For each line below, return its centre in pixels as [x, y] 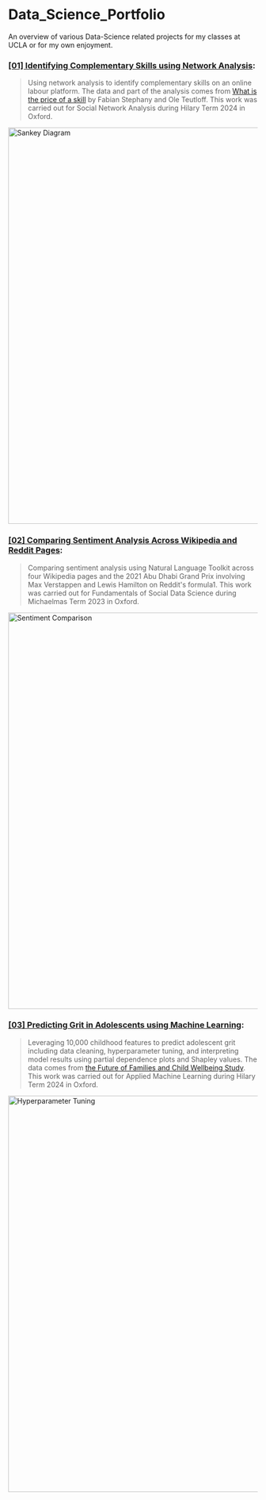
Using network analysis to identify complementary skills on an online [139, 83]
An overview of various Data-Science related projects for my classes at [124, 36]
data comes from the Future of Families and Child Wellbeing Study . [137, 1067]
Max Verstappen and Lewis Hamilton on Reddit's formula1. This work [139, 584]
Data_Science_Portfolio [87, 15]
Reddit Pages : [36, 550]
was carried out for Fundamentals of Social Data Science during [132, 593]
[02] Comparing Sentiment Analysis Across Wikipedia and [123, 541]
